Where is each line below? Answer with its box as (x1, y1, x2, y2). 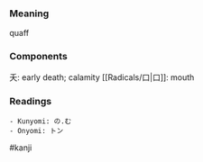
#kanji (9, 142, 32, 153)
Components (9, 50, 68, 63)
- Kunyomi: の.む (9, 116, 72, 126)
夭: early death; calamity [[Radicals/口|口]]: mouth (9, 71, 195, 83)
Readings (9, 94, 52, 107)
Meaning (9, 7, 50, 20)
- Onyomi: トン (9, 126, 64, 135)
